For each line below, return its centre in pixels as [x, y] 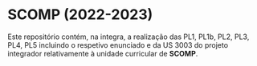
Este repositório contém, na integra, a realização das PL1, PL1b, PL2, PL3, [128, 37]
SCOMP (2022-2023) [80, 15]
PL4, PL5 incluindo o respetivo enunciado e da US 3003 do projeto [118, 45]
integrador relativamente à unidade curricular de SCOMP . [103, 53]
